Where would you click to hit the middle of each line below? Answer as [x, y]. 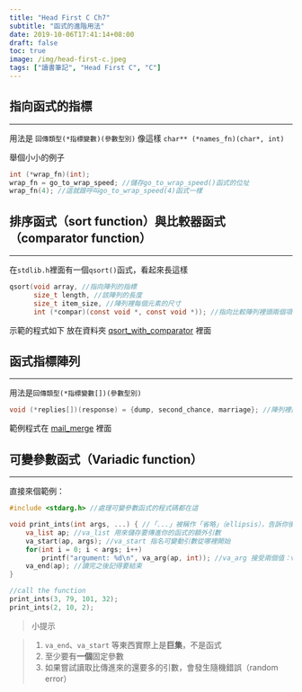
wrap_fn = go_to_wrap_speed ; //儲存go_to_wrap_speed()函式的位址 [129, 182]
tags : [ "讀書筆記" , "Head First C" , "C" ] [85, 68]
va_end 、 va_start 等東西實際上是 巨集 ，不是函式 [133, 644]
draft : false [34, 43]
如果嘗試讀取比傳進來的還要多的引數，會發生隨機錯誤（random [161, 667]
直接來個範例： [37, 492]
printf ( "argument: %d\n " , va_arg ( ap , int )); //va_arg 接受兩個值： [167, 558]
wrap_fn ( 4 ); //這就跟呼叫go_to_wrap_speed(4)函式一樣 [106, 191]
